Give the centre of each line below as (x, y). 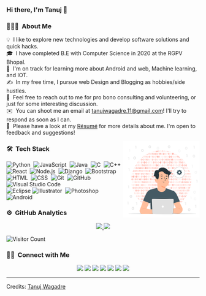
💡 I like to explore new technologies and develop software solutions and (98, 40)
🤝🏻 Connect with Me (38, 255)
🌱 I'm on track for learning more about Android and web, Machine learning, (102, 69)
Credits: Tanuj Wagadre (36, 287)
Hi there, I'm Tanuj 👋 (37, 10)
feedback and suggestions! (41, 133)
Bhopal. (16, 62)
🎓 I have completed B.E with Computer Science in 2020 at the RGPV (94, 53)
